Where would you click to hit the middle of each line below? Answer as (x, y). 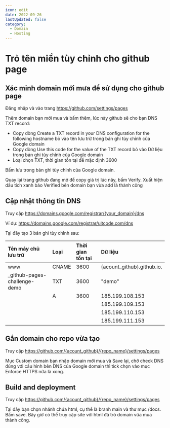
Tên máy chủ (24, 248)
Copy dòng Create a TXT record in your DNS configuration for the (81, 133)
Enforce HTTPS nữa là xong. (35, 371)
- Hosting (20, 33)
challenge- (21, 281)
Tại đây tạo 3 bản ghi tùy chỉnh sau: (42, 233)
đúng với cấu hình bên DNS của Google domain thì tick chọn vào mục (78, 366)
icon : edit (17, 10)
